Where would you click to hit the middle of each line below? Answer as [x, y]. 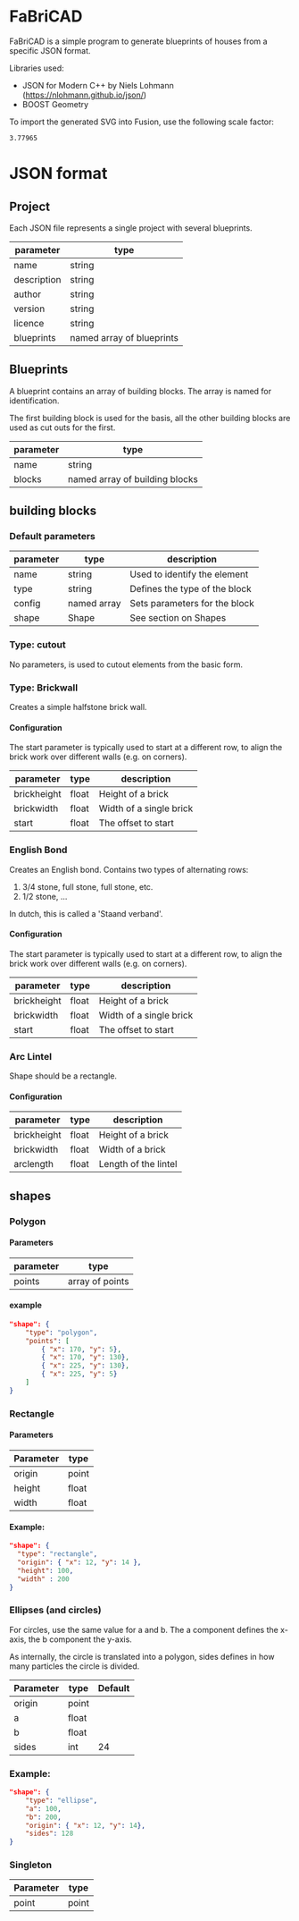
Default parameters [52, 537]
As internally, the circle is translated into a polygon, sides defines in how [142, 1656]
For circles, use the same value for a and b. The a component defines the [144, 1629]
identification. [34, 401]
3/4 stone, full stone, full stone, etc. [87, 886]
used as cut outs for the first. [62, 427]
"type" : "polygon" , [62, 1333]
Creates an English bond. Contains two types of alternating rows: [129, 869]
